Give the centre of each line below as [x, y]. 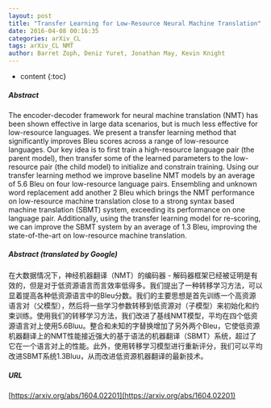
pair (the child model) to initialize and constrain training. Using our [150, 166]
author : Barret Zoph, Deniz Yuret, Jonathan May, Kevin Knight [117, 53]
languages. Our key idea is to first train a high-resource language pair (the [131, 149]
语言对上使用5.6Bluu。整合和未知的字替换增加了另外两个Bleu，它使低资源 [138, 326]
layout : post [30, 16]
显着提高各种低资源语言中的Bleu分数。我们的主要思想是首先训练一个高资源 [132, 295]
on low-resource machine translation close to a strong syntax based [122, 201]
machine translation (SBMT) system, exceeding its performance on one [127, 209]
